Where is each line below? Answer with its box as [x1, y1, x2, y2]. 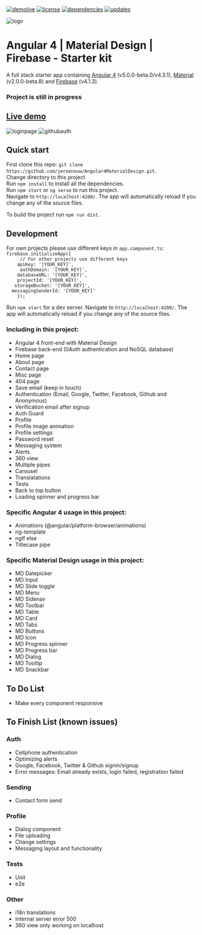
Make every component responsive [14, 700, 103, 706]
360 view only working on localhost [14, 921, 104, 929]
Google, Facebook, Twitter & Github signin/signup [14, 761, 139, 769]
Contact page [14, 365, 49, 372]
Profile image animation [14, 423, 74, 430]
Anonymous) [14, 397, 47, 404]
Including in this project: [6, 325, 80, 334]
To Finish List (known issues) [6, 717, 118, 727]
